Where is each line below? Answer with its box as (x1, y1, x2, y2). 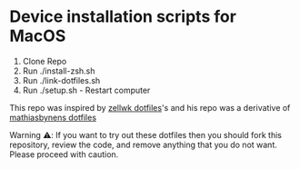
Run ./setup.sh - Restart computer (22, 84, 151, 95)
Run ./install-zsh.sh (22, 65, 95, 76)
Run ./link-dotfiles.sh (22, 75, 101, 85)
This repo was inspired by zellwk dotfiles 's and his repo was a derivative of (9, 102, 291, 113)
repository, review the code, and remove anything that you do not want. (9, 139, 277, 150)
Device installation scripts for (9, 6, 236, 27)
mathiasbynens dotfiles (9, 112, 97, 123)
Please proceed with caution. (9, 148, 119, 160)
